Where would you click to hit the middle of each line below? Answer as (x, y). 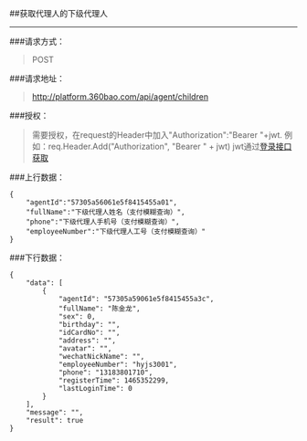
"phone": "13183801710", (106, 373)
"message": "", (55, 413)
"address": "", (87, 341)
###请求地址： (37, 79)
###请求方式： (37, 41)
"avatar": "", (85, 349)
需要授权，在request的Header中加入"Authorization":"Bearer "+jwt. (157, 135)
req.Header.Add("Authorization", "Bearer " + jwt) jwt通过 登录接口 (170, 146)
